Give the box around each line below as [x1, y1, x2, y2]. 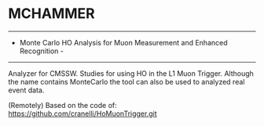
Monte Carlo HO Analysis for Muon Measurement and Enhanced [19, 38, 228, 47]
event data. [8, 85, 45, 95]
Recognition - [19, 46, 64, 56]
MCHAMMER [8, 5, 96, 23]
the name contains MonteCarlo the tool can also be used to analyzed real [8, 77, 245, 86]
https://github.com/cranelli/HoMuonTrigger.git [8, 109, 157, 118]
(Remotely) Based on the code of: [8, 100, 118, 110]
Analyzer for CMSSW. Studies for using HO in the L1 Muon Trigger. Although [8, 68, 254, 78]
